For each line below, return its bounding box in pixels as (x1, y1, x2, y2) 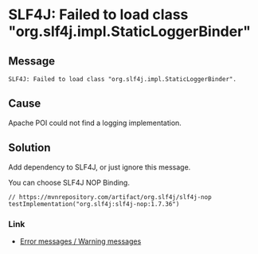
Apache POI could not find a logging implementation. (8, 118, 182, 127)
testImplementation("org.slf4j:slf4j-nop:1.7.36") (8, 200, 180, 208)
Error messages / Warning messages (19, 236, 142, 246)
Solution (8, 141, 51, 154)
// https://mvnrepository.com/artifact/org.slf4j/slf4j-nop (8, 193, 213, 201)
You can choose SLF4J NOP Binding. (8, 178, 130, 187)
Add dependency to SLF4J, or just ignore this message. (8, 162, 191, 172)
